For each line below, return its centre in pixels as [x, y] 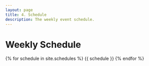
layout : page [19, 10]
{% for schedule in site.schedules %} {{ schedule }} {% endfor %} [75, 58]
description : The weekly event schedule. [50, 19]
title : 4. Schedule [26, 15]
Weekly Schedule [43, 44]
